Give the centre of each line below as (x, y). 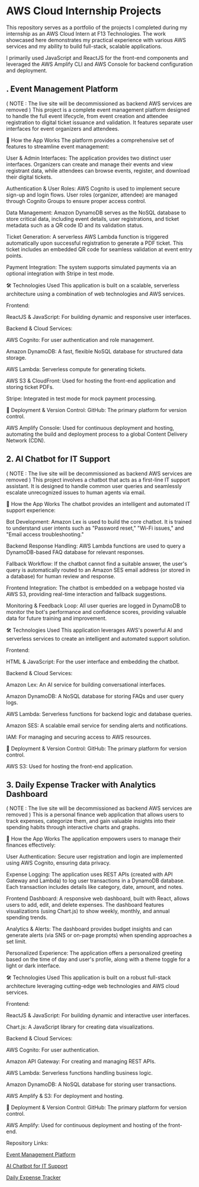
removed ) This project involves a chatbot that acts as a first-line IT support (98, 480)
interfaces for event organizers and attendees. (63, 128)
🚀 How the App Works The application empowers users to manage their (94, 839)
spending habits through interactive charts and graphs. (73, 827)
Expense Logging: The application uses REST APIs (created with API (89, 875)
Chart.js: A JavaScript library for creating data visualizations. (80, 1027)
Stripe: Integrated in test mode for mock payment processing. (81, 398)
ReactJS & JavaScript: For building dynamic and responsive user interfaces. (99, 316)
